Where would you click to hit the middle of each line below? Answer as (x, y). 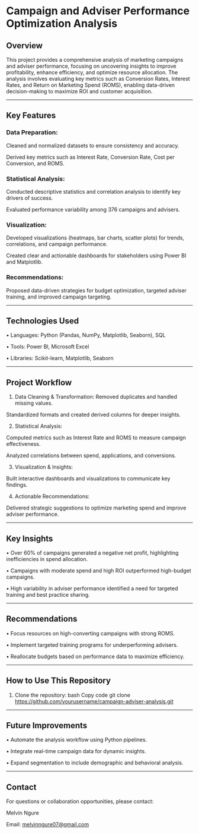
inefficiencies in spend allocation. (47, 559)
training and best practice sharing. (48, 595)
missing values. (34, 403)
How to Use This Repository (59, 681)
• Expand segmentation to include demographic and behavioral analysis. (95, 763)
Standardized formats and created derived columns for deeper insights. (94, 415)
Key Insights (30, 538)
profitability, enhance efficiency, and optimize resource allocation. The (92, 72)
